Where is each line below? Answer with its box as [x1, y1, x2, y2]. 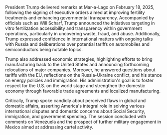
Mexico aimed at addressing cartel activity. [5, 124, 94, 130]
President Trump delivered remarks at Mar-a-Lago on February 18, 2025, [5, 4, 155, 10]
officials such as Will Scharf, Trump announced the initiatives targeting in [5, 20, 155, 26]
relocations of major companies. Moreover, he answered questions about [5, 67, 156, 73]
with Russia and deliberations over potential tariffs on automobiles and [5, 41, 150, 47]
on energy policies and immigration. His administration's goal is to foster [5, 77, 154, 83]
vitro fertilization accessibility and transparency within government [5, 25, 142, 31]
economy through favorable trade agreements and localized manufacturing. [5, 88, 161, 94]
